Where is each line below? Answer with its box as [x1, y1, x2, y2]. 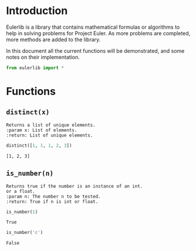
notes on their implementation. [6, 53, 80, 60]
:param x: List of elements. [6, 127, 77, 133]
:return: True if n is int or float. [6, 198, 99, 205]
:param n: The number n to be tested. [6, 194, 101, 199]
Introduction [6, 4, 68, 18]
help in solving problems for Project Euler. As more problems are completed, [6, 29, 191, 36]
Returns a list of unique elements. [6, 122, 96, 128]
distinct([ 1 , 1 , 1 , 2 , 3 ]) [6, 143, 72, 148]
